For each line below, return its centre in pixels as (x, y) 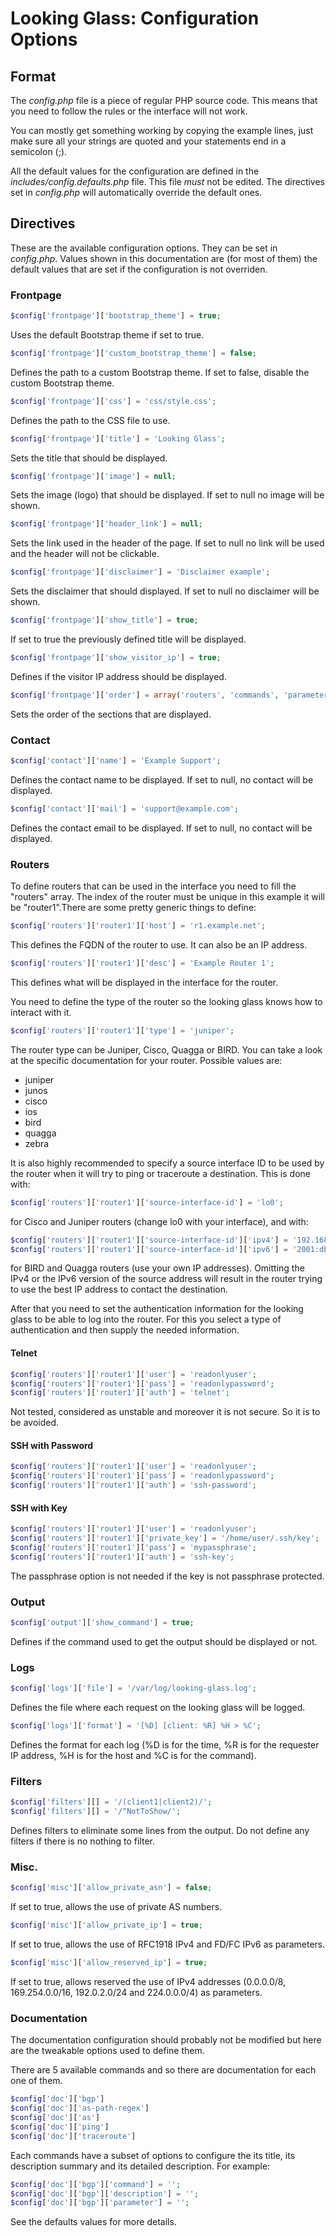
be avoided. (35, 1423)
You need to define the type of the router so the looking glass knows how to (166, 1001)
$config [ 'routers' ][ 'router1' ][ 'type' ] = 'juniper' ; (122, 1030)
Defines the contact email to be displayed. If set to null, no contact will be (161, 828)
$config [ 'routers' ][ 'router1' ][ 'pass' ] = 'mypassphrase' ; (133, 1548)
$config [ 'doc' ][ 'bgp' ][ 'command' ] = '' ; (96, 2184)
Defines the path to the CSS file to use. (90, 420)
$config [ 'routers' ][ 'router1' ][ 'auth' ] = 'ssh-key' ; (122, 1557)
